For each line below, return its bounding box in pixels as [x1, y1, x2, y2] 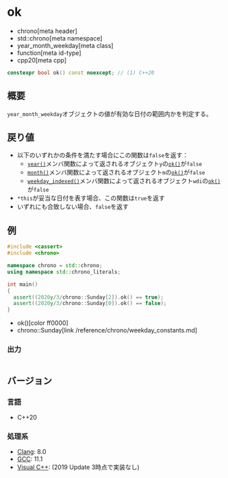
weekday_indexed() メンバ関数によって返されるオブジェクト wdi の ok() [27, 177, 221, 185]
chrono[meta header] [16, 27, 77, 35]
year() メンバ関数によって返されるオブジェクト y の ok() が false [27, 159, 203, 168]
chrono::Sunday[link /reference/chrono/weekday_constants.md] [16, 326, 197, 334]
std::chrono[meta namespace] [16, 34, 103, 42]
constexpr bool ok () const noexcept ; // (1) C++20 [7, 69, 155, 76]
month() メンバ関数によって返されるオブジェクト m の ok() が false [27, 168, 205, 177]
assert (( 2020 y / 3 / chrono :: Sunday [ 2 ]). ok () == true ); [13, 293, 164, 301]
